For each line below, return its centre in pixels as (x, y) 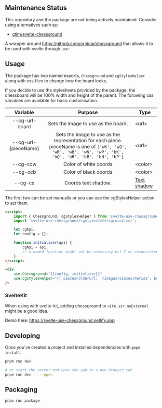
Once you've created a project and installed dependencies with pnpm (73, 347)
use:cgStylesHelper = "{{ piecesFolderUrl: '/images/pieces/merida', (83, 279)
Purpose (88, 112)
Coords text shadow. (88, 182)
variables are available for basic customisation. (52, 100)
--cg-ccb (24, 172)
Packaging (21, 390)
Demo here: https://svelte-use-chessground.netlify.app (60, 320)
